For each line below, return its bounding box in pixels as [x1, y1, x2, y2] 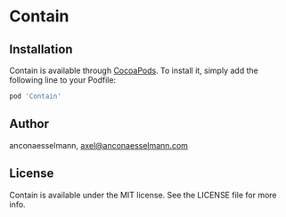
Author [9, 117, 49, 132]
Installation [9, 42, 73, 57]
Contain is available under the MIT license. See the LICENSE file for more [9, 189, 278, 200]
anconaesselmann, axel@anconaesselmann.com [9, 140, 189, 150]
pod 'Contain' [9, 92, 62, 100]
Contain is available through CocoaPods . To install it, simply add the [9, 65, 258, 76]
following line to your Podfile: [9, 75, 117, 85]
